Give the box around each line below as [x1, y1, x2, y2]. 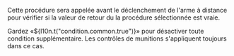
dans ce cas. [7, 42, 45, 50]
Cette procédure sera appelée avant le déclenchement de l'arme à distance [7, 6, 228, 14]
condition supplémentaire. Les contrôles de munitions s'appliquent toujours [7, 34, 228, 43]
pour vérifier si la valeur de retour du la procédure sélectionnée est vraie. [7, 13, 221, 22]
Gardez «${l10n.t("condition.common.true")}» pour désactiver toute [7, 27, 204, 35]
